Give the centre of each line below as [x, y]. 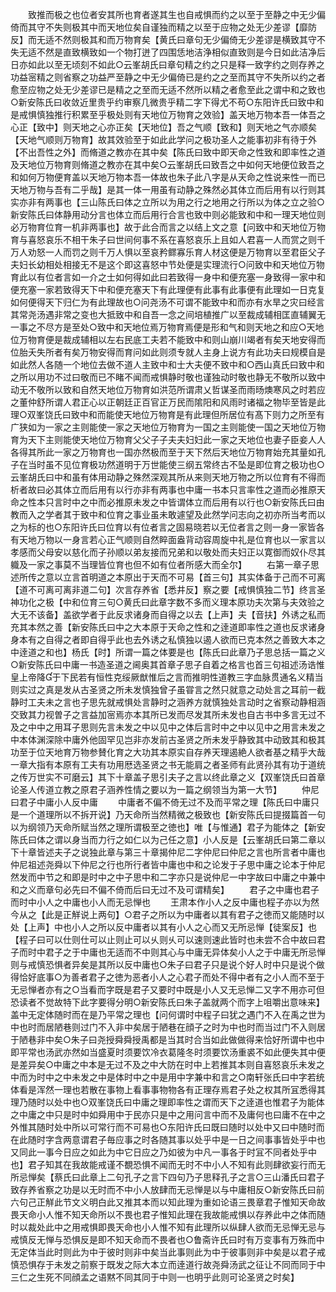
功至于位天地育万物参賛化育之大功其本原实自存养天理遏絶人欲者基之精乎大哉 [168, 752]
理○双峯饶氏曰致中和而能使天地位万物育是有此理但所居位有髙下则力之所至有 [167, 414]
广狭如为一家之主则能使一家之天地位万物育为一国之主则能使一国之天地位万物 [168, 427]
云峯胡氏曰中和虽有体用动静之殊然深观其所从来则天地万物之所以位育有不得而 [168, 477]
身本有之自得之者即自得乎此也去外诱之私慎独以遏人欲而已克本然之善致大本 [163, 639]
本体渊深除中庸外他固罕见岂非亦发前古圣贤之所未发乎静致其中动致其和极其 [172, 739]
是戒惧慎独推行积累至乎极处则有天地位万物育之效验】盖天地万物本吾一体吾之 [168, 114]
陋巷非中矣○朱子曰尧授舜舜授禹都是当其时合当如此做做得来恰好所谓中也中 [171, 1039]
